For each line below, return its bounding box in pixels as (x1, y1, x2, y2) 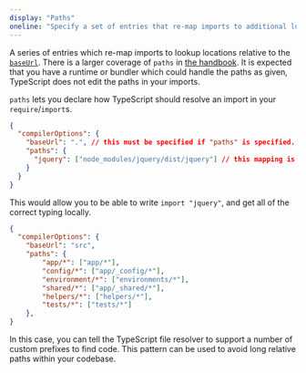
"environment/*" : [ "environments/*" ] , (42, 275, 189, 284)
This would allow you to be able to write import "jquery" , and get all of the (9, 197, 290, 208)
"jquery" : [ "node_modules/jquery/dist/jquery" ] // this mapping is (33, 155, 296, 164)
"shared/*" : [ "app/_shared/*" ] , (42, 284, 166, 293)
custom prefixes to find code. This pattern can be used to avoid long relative (9, 344, 296, 354)
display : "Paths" (9, 13, 76, 23)
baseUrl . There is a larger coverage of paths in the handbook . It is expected (9, 57, 292, 67)
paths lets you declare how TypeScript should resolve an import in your (9, 93, 277, 105)
